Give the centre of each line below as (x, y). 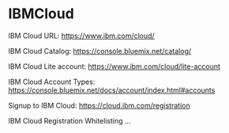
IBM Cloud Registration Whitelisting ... (70, 120)
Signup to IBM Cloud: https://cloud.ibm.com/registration (99, 105)
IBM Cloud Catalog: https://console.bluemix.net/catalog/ (100, 51)
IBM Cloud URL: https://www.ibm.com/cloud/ (82, 36)
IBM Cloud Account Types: (52, 82)
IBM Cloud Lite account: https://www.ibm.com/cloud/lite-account (114, 66)
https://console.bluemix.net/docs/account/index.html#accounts (112, 90)
